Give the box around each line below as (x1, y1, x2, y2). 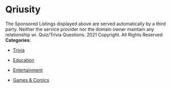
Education (12, 57, 34, 63)
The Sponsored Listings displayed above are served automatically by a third (5, 21, 166, 27)
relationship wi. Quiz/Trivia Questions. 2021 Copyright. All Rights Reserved (5, 31, 163, 38)
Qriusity (5, 4, 41, 15)
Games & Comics (12, 77, 50, 83)
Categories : (5, 37, 31, 43)
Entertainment (12, 67, 43, 73)
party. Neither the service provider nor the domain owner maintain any (5, 26, 155, 32)
